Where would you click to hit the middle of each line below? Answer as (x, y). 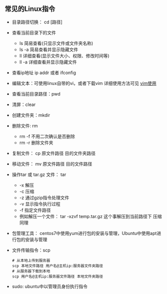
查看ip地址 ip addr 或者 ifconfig (44, 72)
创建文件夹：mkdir (31, 115)
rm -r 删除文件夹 (36, 142)
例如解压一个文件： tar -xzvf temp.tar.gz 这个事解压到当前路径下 (85, 216)
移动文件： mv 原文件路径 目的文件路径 (52, 163)
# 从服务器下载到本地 (31, 271)
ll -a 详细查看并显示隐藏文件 (48, 62)
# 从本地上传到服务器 (31, 260)
